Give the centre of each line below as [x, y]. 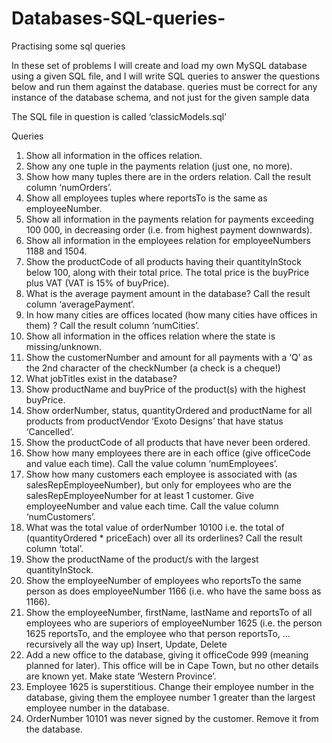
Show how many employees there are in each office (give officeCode [168, 453]
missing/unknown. [63, 346]
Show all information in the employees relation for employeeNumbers [168, 240]
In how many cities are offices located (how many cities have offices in [171, 314]
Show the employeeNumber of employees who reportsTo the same [163, 580]
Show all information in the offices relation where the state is [150, 336]
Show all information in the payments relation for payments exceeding [169, 219]
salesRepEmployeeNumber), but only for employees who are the [158, 484]
